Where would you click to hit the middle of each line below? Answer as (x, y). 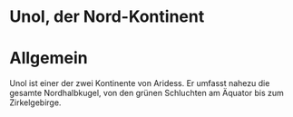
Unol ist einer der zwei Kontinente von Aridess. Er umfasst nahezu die (140, 83)
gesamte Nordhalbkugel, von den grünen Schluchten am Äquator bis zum (146, 93)
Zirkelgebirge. (35, 102)
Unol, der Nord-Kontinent (107, 17)
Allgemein (49, 58)
